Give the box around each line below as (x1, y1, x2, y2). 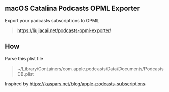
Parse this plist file (5, 55, 44, 62)
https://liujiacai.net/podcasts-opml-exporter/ (17, 27, 112, 34)
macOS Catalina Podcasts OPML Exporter (5, 4, 140, 13)
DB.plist (17, 71, 34, 77)
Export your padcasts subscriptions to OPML (5, 17, 99, 23)
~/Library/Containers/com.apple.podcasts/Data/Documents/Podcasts (17, 66, 164, 72)
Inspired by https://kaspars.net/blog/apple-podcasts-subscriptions (5, 81, 146, 87)
